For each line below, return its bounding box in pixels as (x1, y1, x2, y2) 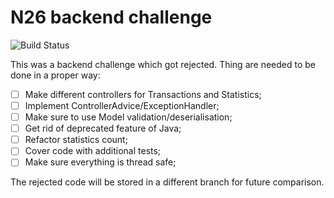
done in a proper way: (10, 69, 101, 81)
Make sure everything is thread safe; (24, 156, 177, 168)
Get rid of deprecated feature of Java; (24, 122, 182, 135)
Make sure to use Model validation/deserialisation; (24, 111, 233, 123)
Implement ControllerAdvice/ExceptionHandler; (24, 100, 220, 111)
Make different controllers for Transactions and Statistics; (24, 88, 262, 100)
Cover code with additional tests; (24, 145, 162, 157)
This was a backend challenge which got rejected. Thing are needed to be (10, 58, 316, 70)
